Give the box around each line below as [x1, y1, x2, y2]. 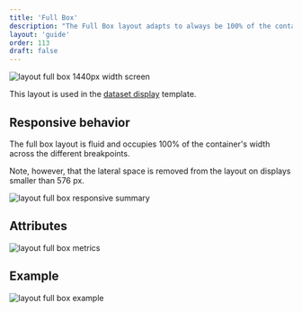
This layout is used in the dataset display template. [9, 89, 197, 100]
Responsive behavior [9, 114, 130, 130]
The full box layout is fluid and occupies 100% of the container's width [9, 138, 271, 149]
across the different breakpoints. [9, 147, 130, 158]
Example [9, 269, 59, 284]
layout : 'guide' [9, 30, 70, 39]
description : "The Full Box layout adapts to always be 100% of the [9, 22, 271, 31]
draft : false [9, 47, 58, 56]
